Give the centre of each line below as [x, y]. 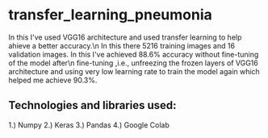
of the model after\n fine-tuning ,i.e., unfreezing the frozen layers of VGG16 [133, 63]
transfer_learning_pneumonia [110, 15]
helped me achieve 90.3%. [53, 80]
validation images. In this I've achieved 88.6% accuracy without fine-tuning [134, 54]
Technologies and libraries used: [92, 105]
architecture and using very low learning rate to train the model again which [134, 71]
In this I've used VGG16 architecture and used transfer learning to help [125, 37]
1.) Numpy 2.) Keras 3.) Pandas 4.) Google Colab [89, 125]
